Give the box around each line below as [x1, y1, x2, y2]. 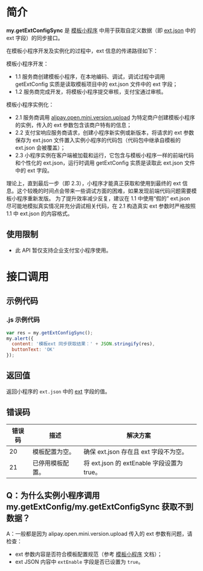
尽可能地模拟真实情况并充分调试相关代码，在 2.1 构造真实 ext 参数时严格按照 [6, 202, 196, 210]
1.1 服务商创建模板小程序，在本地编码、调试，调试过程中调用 [14, 73, 165, 80]
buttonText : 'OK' [11, 346, 56, 353]
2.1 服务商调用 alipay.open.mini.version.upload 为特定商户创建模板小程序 [14, 113, 195, 121]
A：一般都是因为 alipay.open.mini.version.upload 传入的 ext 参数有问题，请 [6, 530, 193, 538]
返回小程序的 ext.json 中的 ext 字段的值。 [6, 388, 111, 395]
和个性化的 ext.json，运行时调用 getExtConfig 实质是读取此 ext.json [14, 159, 183, 167]
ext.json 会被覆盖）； [14, 144, 66, 151]
